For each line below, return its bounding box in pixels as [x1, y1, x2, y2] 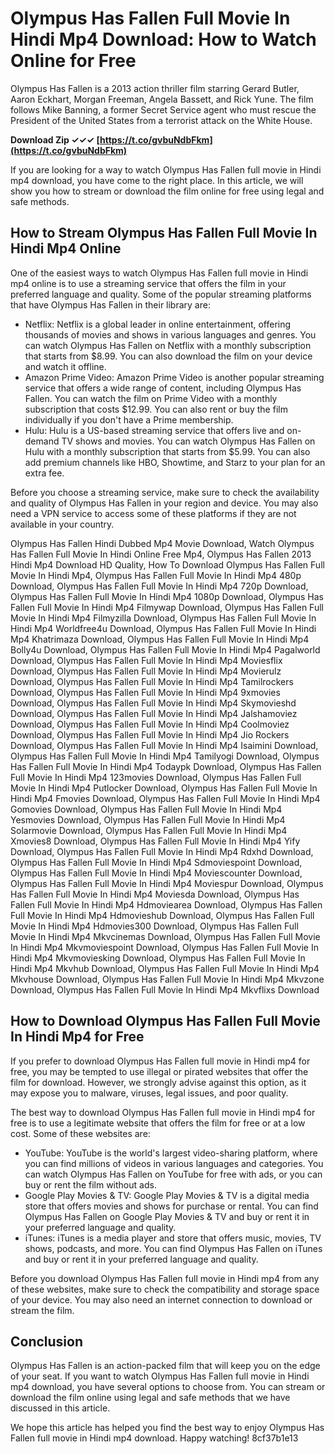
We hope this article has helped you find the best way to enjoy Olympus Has [10, 1422, 325, 1434]
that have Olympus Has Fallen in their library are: [10, 298, 211, 311]
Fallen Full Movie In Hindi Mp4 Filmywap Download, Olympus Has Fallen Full [10, 601, 324, 613]
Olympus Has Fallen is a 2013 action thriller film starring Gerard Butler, [10, 82, 300, 94]
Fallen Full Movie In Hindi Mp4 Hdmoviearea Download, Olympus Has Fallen [10, 898, 323, 911]
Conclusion [10, 1333, 84, 1350]
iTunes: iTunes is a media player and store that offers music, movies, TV [24, 1232, 322, 1244]
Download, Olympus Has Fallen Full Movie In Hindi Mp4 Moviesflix [10, 654, 283, 666]
